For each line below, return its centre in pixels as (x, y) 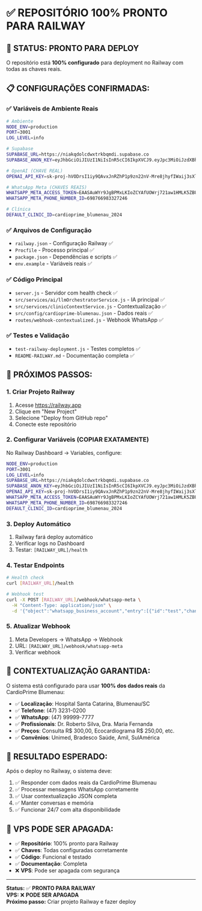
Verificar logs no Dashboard (50, 543)
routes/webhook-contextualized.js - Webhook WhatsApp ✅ (89, 320)
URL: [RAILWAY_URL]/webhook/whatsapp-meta (69, 645)
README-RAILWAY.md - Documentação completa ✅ (75, 355)
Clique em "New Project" (46, 411)
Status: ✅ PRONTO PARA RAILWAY (51, 888)
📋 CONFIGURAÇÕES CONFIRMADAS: (78, 89)
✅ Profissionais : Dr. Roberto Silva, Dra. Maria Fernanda (84, 724)
